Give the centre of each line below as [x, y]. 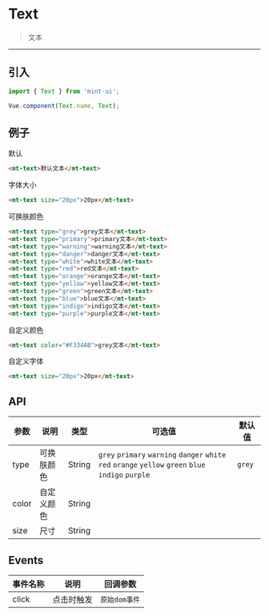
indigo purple [124, 475]
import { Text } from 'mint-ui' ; [64, 91]
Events [26, 560]
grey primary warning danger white [163, 455]
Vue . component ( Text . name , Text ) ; [64, 106]
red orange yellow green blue [152, 465]
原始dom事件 [120, 599]
